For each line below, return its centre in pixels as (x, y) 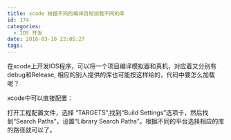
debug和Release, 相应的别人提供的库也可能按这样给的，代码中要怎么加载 (111, 74)
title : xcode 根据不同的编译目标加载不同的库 (66, 13)
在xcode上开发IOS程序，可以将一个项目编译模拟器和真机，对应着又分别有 (112, 66)
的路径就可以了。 (31, 130)
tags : (15, 46)
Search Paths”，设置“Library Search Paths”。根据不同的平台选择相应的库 (120, 121)
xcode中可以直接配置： (40, 98)
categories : (24, 26)
